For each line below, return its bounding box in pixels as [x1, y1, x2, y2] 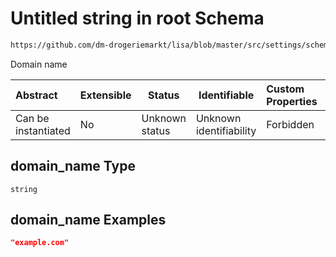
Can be [15, 111, 50, 125]
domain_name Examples [10, 212, 167, 229]
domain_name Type [10, 158, 136, 175]
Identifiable [198, 88, 255, 102]
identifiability [195, 123, 257, 137]
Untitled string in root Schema [10, 7, 265, 30]
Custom [266, 82, 305, 96]
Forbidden [266, 117, 315, 131]
